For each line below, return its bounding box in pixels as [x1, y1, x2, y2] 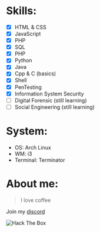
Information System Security [14, 90, 84, 97]
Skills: [6, 4, 37, 18]
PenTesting [14, 84, 42, 91]
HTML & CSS [14, 24, 46, 31]
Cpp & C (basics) [14, 70, 56, 77]
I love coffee [20, 196, 51, 204]
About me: [6, 177, 59, 190]
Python [14, 57, 32, 64]
